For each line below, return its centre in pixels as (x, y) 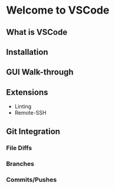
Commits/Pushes (32, 180)
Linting (23, 106)
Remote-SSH (30, 113)
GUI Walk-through (40, 72)
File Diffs (19, 148)
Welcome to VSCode (58, 10)
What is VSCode (37, 32)
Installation (27, 52)
